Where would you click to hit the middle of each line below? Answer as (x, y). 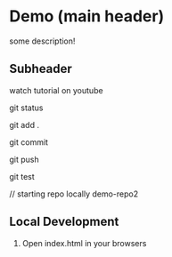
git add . (25, 124)
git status (26, 108)
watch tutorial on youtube (57, 90)
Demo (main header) (87, 16)
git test (22, 176)
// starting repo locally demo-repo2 (74, 194)
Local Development (64, 222)
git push (25, 159)
